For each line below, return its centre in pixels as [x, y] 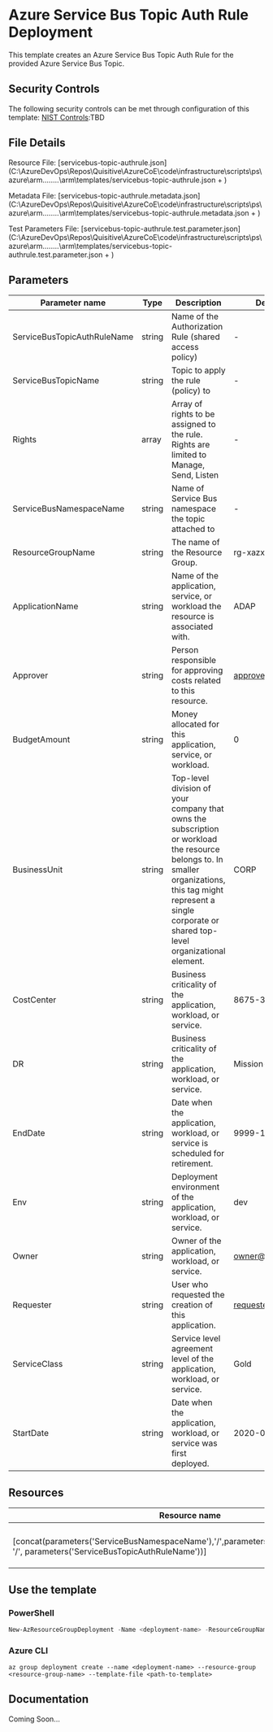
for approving [197, 670]
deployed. [190, 1464]
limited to [189, 455]
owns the [189, 819]
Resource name [190, 1516]
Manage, [188, 465]
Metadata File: [32, 195]
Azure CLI [28, 1651]
